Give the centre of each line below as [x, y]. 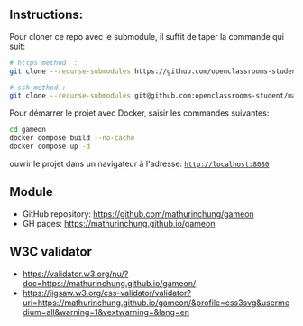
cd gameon [28, 130]
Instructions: [46, 15]
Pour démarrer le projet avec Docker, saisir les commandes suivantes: [139, 113]
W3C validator [51, 252]
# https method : [44, 62]
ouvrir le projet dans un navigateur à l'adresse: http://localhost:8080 [139, 163]
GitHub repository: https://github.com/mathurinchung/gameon [138, 214]
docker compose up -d [50, 147]
